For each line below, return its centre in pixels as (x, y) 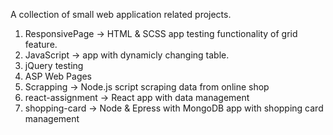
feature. (41, 44)
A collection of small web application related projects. (121, 14)
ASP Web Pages (58, 76)
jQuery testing (54, 65)
